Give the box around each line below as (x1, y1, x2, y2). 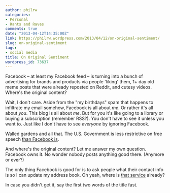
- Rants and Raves (5, 21, 44, 27)
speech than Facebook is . (5, 136, 59, 142)
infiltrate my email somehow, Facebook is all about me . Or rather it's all (5, 105, 153, 111)
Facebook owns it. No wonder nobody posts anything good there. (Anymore (5, 151, 164, 157)
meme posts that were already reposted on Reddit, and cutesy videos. (5, 84, 152, 90)
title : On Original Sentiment (5, 54, 70, 60)
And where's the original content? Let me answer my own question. (5, 146, 146, 152)
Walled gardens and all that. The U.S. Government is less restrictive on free (5, 131, 162, 137)
